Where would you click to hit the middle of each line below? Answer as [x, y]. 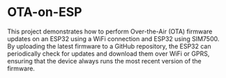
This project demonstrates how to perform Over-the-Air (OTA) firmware [110, 31]
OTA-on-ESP [45, 12]
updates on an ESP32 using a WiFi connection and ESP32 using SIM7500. [113, 38]
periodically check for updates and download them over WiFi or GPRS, [108, 54]
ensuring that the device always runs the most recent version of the [105, 61]
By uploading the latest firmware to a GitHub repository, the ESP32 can [109, 46]
